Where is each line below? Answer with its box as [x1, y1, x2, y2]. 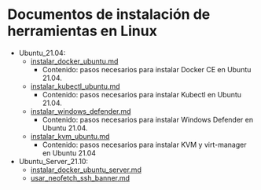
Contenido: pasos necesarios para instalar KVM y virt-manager [42, 140, 247, 149]
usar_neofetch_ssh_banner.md [30, 173, 130, 182]
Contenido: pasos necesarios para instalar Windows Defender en [42, 115, 253, 124]
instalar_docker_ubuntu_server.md [30, 165, 142, 174]
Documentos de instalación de [7, 5, 211, 24]
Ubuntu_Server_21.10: [18, 156, 88, 166]
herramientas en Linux [7, 22, 158, 40]
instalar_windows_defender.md [30, 106, 131, 115]
